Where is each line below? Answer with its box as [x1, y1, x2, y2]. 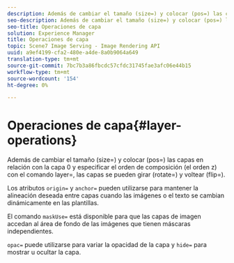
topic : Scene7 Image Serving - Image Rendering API [7, 43, 160, 50]
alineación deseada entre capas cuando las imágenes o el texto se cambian [7, 191, 225, 200]
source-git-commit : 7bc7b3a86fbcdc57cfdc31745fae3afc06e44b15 [7, 62, 192, 69]
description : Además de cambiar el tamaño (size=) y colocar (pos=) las [7, 10, 223, 17]
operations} [7, 133, 78, 149]
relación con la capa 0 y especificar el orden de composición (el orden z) [7, 163, 217, 172]
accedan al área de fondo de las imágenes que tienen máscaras [7, 220, 191, 228]
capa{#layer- [103, 118, 182, 133]
